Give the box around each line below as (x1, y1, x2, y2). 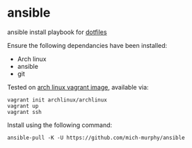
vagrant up (7, 102, 39, 109)
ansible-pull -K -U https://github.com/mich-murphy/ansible (7, 134, 186, 141)
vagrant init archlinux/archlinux (7, 96, 108, 104)
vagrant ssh (7, 108, 42, 115)
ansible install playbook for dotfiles (7, 28, 107, 36)
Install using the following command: (7, 120, 113, 129)
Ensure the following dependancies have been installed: (7, 41, 168, 49)
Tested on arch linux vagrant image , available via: (7, 83, 149, 91)
